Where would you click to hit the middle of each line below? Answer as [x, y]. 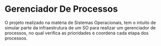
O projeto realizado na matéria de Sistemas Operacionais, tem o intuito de [80, 23]
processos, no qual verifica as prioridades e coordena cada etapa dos [77, 33]
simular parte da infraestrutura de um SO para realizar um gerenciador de [80, 27]
